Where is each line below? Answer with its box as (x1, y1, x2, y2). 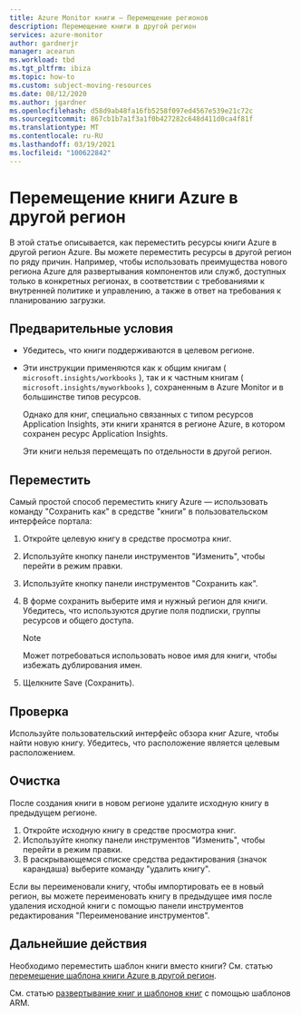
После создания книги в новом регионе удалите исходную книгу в (9, 797, 269, 808)
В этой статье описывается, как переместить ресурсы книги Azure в (9, 237, 277, 248)
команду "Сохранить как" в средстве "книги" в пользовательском (9, 506, 268, 517)
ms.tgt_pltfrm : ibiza (9, 64, 92, 74)
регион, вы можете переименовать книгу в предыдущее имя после (9, 891, 273, 902)
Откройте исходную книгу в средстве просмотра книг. (22, 824, 237, 835)
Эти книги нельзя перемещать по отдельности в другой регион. (22, 446, 273, 457)
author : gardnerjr (9, 38, 79, 48)
